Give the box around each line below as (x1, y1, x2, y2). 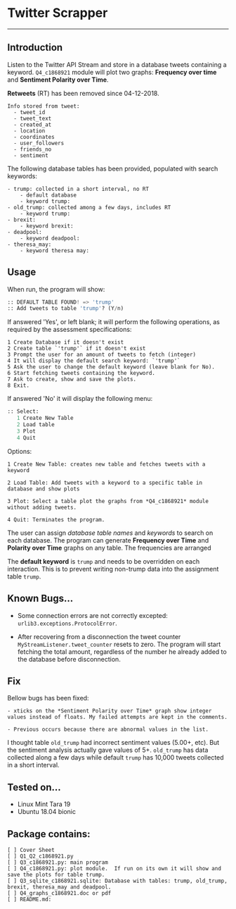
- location (13, 127, 46, 135)
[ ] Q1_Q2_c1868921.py (7, 853, 74, 860)
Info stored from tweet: (7, 102, 80, 110)
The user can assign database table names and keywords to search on (7, 528, 214, 537)
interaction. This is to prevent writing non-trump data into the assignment (7, 564, 219, 573)
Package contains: (7, 828, 91, 840)
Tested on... (7, 781, 61, 793)
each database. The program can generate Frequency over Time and (7, 536, 209, 544)
